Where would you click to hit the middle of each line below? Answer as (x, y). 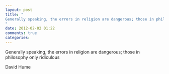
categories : (18, 38)
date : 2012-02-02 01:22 (30, 28)
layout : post (19, 10)
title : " (14, 14)
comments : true (21, 33)
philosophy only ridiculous (32, 57)
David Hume (18, 67)
